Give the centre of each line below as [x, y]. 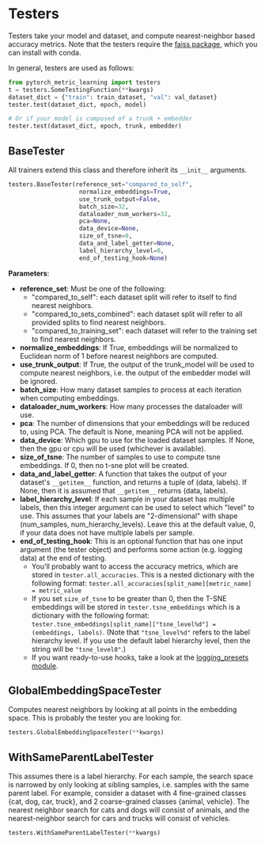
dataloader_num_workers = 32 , [125, 214]
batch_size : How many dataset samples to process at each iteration [131, 390]
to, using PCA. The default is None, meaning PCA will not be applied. [131, 432]
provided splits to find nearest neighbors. [98, 322]
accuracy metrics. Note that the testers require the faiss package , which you [133, 44]
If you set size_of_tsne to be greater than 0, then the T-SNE [129, 598]
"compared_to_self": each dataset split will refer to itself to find [134, 297]
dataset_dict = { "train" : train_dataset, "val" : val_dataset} [113, 97]
